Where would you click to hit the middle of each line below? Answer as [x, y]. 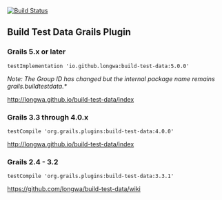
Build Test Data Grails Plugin [69, 32]
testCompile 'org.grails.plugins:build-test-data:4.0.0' [91, 131]
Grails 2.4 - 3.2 [33, 162]
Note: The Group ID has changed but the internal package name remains [111, 78]
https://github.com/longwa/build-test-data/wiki [74, 189]
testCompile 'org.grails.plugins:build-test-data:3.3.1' [91, 176]
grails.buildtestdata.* [37, 86]
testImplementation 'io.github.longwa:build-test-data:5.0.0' [98, 66]
